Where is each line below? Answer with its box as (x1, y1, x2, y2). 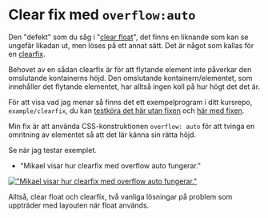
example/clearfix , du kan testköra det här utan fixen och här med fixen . (8, 106, 245, 115)
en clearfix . (8, 49, 46, 59)
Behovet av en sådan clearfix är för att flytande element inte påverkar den (8, 64, 252, 74)
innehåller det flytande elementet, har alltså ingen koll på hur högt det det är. (8, 82, 261, 91)
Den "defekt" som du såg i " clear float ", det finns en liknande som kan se (8, 32, 249, 42)
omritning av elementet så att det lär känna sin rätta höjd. (8, 130, 197, 139)
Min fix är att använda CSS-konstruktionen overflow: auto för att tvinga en (8, 121, 255, 131)
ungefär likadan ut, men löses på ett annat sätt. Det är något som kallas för (8, 40, 254, 50)
